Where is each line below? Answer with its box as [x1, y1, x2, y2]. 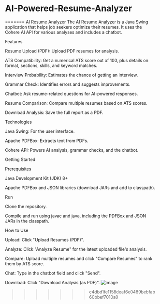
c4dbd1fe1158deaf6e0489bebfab [89, 289, 156, 295]
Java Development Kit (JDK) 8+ [5, 175, 68, 181]
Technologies [5, 119, 32, 125]
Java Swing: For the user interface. [5, 128, 75, 134]
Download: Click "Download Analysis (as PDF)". [5, 279, 100, 285]
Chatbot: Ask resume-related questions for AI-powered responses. [5, 91, 138, 96]
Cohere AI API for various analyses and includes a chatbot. [5, 29, 122, 35]
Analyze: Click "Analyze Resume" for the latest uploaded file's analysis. [5, 246, 147, 252]
